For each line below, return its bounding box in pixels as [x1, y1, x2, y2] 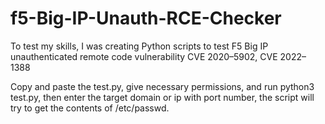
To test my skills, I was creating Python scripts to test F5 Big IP [10, 40, 269, 52]
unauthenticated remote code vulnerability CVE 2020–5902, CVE [10, 50, 278, 62]
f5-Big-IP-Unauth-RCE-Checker [10, 7, 282, 30]
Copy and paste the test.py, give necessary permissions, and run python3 [10, 80, 315, 92]
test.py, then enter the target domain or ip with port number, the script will [10, 91, 315, 103]
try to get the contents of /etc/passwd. [10, 102, 170, 114]
